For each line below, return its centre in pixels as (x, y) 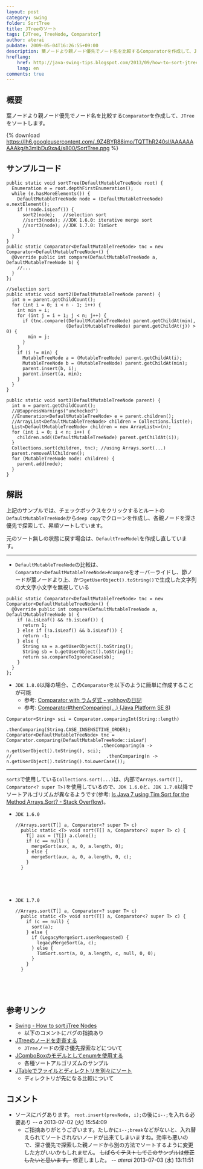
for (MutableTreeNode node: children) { (63, 459)
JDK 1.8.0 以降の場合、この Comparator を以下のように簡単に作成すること (104, 684)
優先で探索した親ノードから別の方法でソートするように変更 (119, 1145)
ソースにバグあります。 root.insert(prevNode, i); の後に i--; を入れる (102, 1114)
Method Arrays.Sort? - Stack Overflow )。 (58, 802)
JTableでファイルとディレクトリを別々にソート (73, 1070)
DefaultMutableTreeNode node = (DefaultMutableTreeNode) (90, 199)
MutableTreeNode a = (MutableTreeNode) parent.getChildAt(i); (102, 358)
